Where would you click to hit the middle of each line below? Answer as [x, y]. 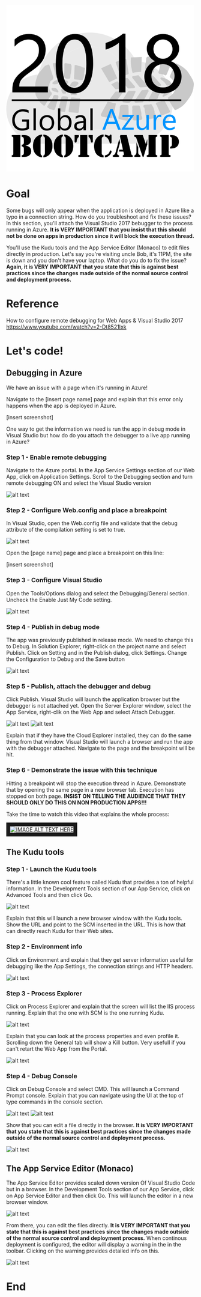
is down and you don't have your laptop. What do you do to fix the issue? [97, 260]
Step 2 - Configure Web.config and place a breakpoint [86, 511]
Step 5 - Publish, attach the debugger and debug [79, 686]
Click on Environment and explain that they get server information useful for [100, 959]
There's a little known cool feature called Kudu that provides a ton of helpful [100, 882]
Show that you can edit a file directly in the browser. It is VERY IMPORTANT [100, 1125]
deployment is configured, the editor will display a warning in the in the [94, 1245]
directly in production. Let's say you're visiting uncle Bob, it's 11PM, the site [99, 254]
